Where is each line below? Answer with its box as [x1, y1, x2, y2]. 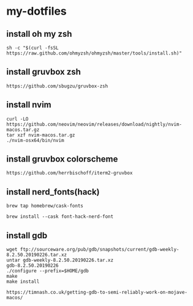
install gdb [6, 230, 48, 241]
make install [6, 278, 40, 285]
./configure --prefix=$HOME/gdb [6, 268, 89, 274]
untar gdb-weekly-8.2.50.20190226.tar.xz [6, 257, 114, 264]
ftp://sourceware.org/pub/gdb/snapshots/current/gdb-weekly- [20, 247, 180, 253]
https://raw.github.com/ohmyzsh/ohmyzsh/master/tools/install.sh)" [6, 50, 183, 56]
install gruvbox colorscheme [6, 154, 118, 165]
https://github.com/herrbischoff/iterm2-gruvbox [6, 170, 133, 176]
